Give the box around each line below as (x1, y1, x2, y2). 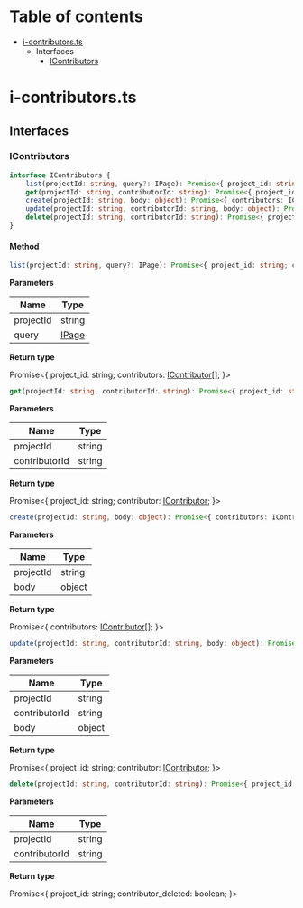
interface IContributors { (9, 170, 111, 180)
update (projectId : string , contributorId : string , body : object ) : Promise (9, 638, 297, 648)
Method (9, 241, 40, 251)
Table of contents (9, 6, 144, 27)
